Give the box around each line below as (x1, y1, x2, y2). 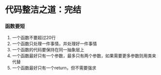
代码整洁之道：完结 (5, 4, 82, 15)
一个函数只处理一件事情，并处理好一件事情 (12, 41, 97, 46)
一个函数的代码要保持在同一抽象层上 (12, 47, 85, 53)
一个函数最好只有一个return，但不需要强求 (12, 65, 97, 71)
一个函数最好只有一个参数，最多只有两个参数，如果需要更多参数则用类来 (12, 53, 156, 59)
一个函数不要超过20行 (12, 35, 56, 41)
